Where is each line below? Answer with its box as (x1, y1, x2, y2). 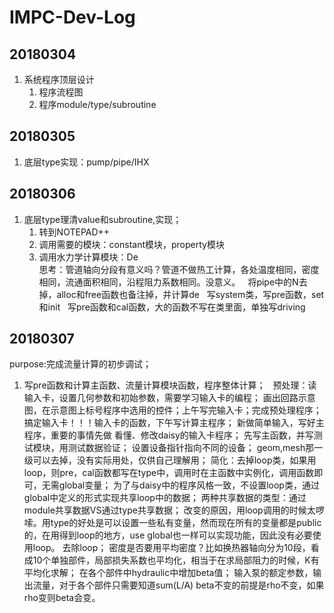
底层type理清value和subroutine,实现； (23, 213, 182, 225)
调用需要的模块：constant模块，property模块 (38, 238, 225, 250)
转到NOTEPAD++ (38, 226, 111, 238)
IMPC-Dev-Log (9, 6, 136, 29)
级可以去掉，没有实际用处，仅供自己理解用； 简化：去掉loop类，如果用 (23, 454, 317, 466)
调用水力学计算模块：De (38, 251, 139, 263)
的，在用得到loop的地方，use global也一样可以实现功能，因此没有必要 (23, 529, 313, 541)
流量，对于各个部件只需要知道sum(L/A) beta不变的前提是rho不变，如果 (32, 579, 325, 591)
